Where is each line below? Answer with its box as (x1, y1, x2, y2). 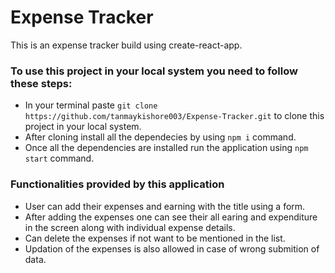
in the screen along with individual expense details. (24, 221, 236, 233)
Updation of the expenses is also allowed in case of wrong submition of (24, 242, 320, 255)
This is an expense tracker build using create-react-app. (10, 39, 243, 51)
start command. (24, 152, 95, 165)
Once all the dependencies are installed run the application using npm (24, 142, 309, 154)
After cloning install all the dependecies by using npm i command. (24, 131, 297, 143)
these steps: (10, 76, 73, 90)
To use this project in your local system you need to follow (10, 64, 298, 78)
